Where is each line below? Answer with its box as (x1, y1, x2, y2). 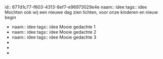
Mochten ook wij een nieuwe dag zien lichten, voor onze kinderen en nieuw (4, 9, 159, 15)
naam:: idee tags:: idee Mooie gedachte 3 (11, 34, 97, 40)
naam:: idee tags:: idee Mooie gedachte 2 (11, 29, 97, 35)
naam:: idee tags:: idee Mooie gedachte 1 (11, 24, 96, 30)
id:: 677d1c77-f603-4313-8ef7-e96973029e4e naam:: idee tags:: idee (4, 4, 147, 10)
